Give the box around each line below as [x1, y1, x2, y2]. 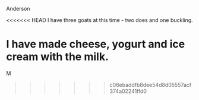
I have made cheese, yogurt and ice [6, 37, 185, 51]
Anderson [6, 5, 30, 12]
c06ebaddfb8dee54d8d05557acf [109, 81, 192, 88]
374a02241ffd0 [109, 87, 147, 95]
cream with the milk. [6, 50, 109, 64]
